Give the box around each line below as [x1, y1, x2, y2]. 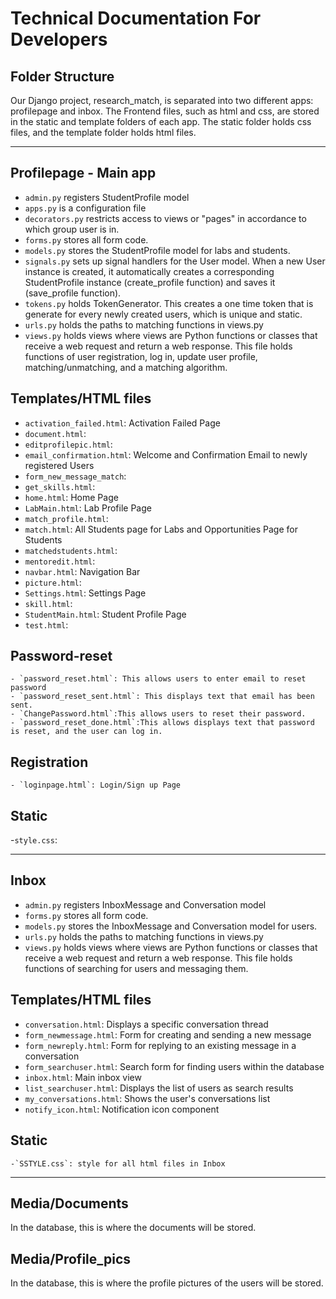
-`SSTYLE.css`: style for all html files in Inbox [10, 1158, 226, 1169]
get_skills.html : [24, 480, 96, 492]
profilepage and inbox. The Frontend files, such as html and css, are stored [10, 105, 320, 117]
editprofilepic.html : [24, 438, 113, 450]
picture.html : [24, 576, 82, 588]
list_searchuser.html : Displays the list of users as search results [24, 1082, 294, 1094]
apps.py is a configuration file [24, 202, 147, 214]
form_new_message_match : [24, 470, 127, 482]
